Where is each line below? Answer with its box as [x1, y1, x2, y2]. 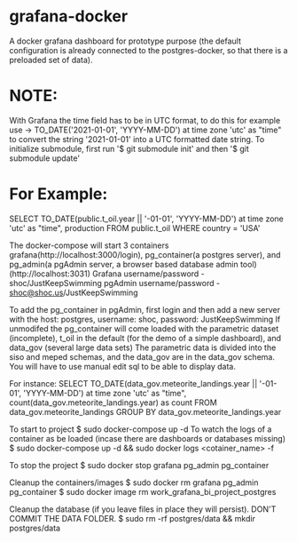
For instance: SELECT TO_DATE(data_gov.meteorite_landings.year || [9, 378, 258, 388]
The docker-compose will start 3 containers [9, 240, 169, 251]
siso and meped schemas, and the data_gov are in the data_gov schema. [9, 351, 275, 362]
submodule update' [9, 153, 81, 163]
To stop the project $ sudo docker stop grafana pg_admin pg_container [9, 459, 270, 470]
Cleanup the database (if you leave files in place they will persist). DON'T [9, 504, 277, 514]
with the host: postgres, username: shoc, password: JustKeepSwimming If [9, 314, 281, 324]
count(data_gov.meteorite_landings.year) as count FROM [9, 397, 217, 408]
